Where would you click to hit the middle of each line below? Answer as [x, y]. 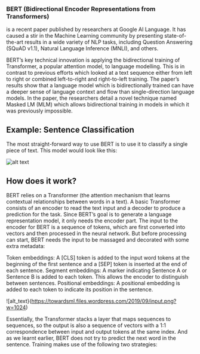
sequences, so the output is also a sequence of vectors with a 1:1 [86, 325]
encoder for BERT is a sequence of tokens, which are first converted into [96, 227]
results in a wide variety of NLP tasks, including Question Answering [109, 42]
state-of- [175, 36]
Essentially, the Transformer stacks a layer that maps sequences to [89, 319]
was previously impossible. [39, 111]
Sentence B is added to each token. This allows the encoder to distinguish [97, 276]
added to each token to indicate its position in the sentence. [80, 289]
